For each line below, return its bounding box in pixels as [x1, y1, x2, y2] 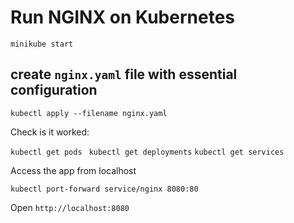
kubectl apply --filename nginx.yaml [10, 108, 168, 118]
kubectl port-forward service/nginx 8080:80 [10, 184, 199, 194]
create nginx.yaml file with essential [10, 66, 238, 83]
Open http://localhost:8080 [10, 201, 130, 213]
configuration [10, 82, 98, 99]
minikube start [10, 39, 74, 49]
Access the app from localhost [10, 164, 137, 176]
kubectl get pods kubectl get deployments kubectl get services [10, 147, 285, 157]
